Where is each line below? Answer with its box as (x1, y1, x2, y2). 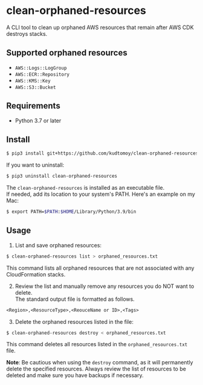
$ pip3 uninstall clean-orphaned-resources (6, 173, 118, 179)
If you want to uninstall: (6, 161, 65, 169)
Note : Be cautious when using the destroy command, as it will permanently (6, 359, 193, 366)
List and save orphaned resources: (14, 241, 101, 249)
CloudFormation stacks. (6, 270, 66, 278)
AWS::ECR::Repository (14, 71, 69, 78)
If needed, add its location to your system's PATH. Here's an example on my (6, 190, 195, 198)
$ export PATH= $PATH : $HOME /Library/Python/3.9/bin (6, 209, 137, 215)
